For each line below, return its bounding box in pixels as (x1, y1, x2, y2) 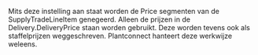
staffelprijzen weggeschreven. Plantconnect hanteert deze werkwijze (8, 31, 233, 40)
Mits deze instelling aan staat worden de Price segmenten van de (8, 7, 220, 15)
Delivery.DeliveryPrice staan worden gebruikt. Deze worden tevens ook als (8, 23, 250, 32)
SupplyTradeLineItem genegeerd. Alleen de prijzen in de (8, 15, 191, 24)
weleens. (8, 40, 38, 49)
